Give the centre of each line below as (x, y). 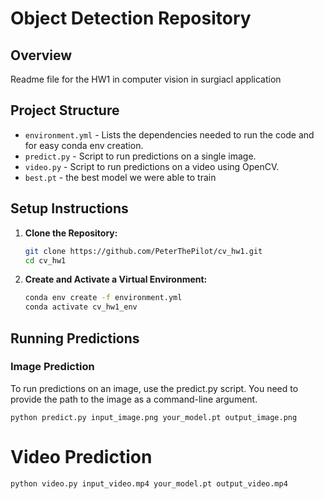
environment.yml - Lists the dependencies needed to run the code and (169, 134)
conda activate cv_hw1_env (81, 307)
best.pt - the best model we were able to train (120, 177)
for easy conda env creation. (84, 145)
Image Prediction (52, 367)
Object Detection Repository (131, 18)
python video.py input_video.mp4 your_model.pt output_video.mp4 (149, 483)
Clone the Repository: (71, 233)
